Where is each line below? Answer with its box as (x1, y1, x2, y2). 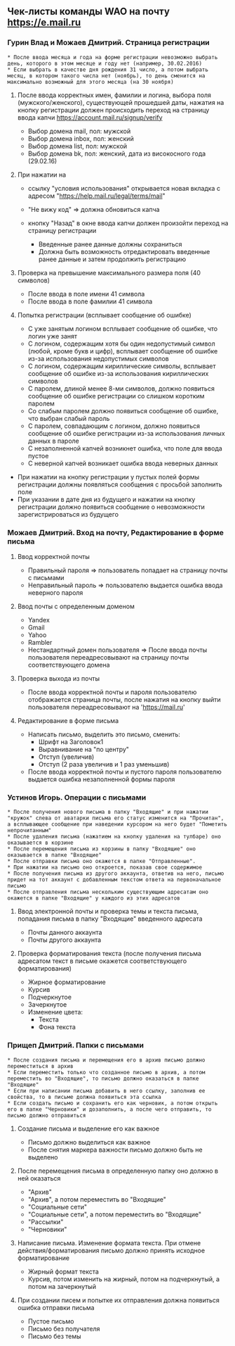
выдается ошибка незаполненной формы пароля (27, 774, 175, 784)
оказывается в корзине (7, 839, 74, 847)
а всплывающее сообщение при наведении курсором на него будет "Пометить (7, 821, 228, 828)
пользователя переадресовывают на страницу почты (27, 653, 189, 661)
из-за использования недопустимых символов (27, 354, 170, 363)
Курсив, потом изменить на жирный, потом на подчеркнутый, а (27, 1274, 220, 1283)
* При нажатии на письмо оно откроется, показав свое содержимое (7, 864, 202, 872)
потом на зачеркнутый (27, 1282, 97, 1290)
